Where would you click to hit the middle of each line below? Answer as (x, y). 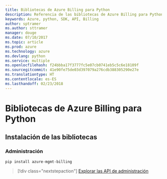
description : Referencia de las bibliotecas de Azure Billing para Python (84, 14)
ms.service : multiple (28, 61)
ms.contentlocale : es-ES (31, 79)
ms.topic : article (24, 42)
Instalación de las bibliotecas (51, 137)
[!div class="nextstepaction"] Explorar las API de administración (83, 171)
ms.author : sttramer (27, 28)
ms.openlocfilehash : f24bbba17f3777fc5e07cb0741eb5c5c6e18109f (72, 65)
